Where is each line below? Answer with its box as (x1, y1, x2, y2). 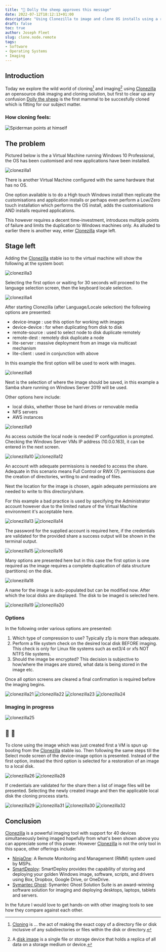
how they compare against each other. (5, 907, 83, 913)
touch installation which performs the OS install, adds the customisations (5, 202, 154, 208)
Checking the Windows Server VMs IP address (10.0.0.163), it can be (5, 439, 145, 445)
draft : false (5, 21, 32, 26)
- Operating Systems (5, 49, 48, 53)
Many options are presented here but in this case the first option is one (5, 557, 150, 563)
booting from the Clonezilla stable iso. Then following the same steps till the (5, 748, 160, 753)
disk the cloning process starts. (5, 793, 69, 799)
